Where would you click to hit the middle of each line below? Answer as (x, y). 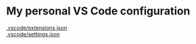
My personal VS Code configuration (98, 11)
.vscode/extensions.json (37, 28)
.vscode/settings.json (33, 34)
